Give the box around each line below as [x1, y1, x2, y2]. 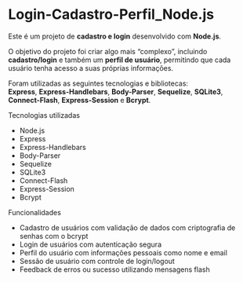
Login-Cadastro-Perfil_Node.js [8, 5, 214, 24]
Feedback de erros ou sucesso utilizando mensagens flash [19, 265, 210, 274]
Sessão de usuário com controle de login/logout [19, 256, 175, 266]
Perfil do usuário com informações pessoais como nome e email [19, 247, 227, 257]
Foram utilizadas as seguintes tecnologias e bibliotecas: [8, 79, 189, 88]
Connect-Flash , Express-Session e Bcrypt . [8, 95, 151, 104]
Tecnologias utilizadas [8, 110, 81, 119]
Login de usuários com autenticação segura [19, 240, 162, 249]
